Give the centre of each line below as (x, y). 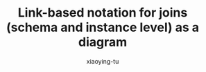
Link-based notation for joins (103, 13)
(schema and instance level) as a (103, 27)
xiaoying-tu (103, 61)
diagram (102, 42)
